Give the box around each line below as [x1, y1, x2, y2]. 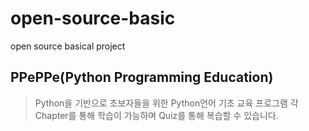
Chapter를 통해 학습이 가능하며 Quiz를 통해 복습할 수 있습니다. [34, 109, 279, 121]
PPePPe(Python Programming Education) [10, 69, 274, 86]
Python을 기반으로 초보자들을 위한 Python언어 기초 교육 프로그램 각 [34, 97, 299, 109]
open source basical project [10, 40, 126, 52]
